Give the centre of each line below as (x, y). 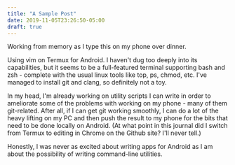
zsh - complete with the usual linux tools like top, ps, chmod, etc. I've (107, 75)
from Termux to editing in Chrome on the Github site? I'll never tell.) (104, 133)
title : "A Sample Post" (42, 14)
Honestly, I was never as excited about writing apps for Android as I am (110, 147)
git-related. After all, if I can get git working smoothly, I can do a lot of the (113, 111)
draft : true (25, 27)
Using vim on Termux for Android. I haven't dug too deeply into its (102, 60)
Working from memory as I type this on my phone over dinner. (97, 47)
